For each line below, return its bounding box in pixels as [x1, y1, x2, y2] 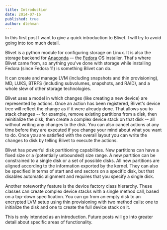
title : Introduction [5, 7, 48, 12]
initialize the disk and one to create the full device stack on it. [5, 204, 131, 210]
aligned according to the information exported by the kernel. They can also [5, 163, 159, 169]
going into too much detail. [5, 40, 60, 46]
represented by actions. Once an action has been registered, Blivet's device [5, 100, 161, 107]
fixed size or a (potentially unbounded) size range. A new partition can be [5, 153, 156, 158]
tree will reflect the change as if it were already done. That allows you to [5, 106, 153, 112]
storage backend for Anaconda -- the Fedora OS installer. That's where [5, 55, 151, 61]
